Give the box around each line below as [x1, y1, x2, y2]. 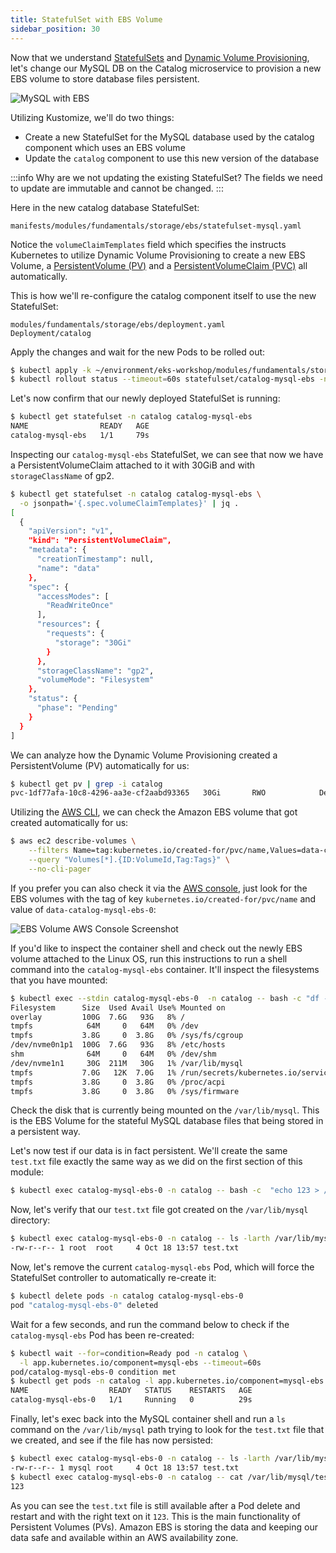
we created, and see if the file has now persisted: [10, 1434, 214, 1446]
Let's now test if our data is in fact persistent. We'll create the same [10, 1145, 288, 1157]
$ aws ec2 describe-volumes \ [10, 836, 137, 846]
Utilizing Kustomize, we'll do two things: [10, 111, 175, 123]
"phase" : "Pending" [36, 703, 118, 713]
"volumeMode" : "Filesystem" [36, 675, 155, 685]
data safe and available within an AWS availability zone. [10, 1531, 239, 1543]
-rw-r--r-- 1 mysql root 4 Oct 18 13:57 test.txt [10, 1462, 240, 1473]
